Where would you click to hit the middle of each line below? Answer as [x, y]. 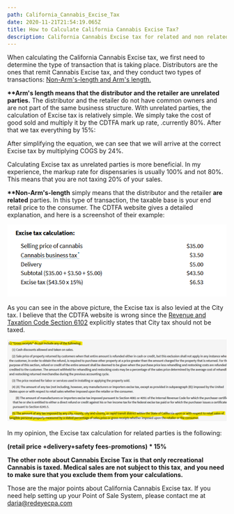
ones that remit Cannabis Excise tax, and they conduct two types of [104, 72]
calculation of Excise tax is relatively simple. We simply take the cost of [109, 116]
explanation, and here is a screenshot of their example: [86, 215]
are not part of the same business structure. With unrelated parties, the [109, 108]
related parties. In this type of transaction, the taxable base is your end [109, 200]
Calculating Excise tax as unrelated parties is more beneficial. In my [104, 164]
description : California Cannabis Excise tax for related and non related [118, 37]
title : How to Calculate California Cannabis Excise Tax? [93, 29]
